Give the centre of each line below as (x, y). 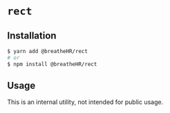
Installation (32, 35)
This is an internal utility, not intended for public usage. (85, 102)
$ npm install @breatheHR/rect (52, 64)
